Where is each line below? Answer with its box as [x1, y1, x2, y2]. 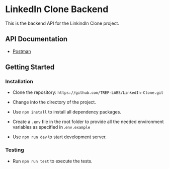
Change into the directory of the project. [12, 99, 97, 105]
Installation [5, 78, 34, 85]
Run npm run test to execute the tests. [12, 158, 93, 164]
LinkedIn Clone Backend [5, 4, 109, 15]
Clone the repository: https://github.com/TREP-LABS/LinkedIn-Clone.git [12, 89, 163, 95]
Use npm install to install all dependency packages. [12, 109, 122, 115]
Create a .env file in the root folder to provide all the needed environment [12, 119, 164, 125]
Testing [5, 146, 24, 153]
